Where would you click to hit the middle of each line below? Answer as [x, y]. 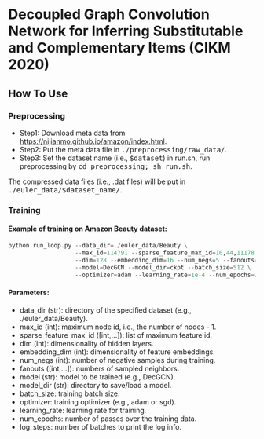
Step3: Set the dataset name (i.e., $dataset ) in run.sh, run [115, 158]
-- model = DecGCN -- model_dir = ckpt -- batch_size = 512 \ [163, 267]
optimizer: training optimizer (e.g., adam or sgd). [98, 401]
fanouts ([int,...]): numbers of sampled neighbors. [99, 368]
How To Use [38, 93]
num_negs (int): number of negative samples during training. [117, 360]
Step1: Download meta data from [72, 133]
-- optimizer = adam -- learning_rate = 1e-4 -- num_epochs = [165, 275]
